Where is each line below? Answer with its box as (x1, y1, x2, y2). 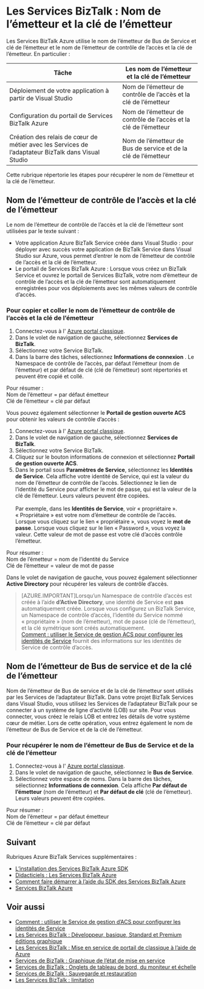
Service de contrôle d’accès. (21, 644, 93, 651)
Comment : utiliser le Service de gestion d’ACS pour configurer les (15, 918, 181, 925)
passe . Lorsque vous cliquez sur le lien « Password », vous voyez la (15, 524, 186, 532)
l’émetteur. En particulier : (6, 50, 70, 57)
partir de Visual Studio (9, 94, 73, 102)
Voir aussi (6, 902, 45, 912)
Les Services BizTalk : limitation (15, 976, 94, 984)
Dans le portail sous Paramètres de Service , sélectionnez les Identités (15, 467, 193, 474)
